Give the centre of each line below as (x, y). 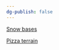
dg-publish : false (29, 12)
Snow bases (22, 29)
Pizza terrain (22, 40)
